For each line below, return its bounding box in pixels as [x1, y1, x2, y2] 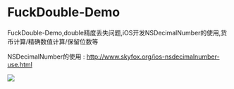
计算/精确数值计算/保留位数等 [13, 37, 99, 46]
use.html [7, 60, 33, 69]
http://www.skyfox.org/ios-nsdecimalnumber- [86, 52, 220, 61]
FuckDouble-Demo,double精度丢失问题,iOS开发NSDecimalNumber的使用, [7, 28, 221, 37]
